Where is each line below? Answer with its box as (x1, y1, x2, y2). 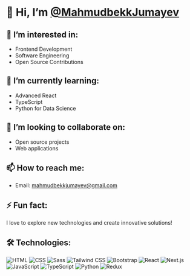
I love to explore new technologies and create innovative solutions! (6, 219, 172, 226)
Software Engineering (15, 52, 70, 59)
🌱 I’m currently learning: (6, 75, 100, 86)
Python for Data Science (15, 104, 77, 112)
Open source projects (15, 138, 70, 146)
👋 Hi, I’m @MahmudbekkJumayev (6, 5, 180, 19)
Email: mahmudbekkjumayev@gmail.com (15, 182, 118, 189)
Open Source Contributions (15, 59, 84, 65)
